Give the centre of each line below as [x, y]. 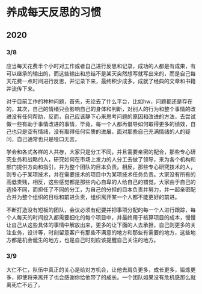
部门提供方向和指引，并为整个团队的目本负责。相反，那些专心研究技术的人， [101, 167]
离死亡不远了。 [25, 285]
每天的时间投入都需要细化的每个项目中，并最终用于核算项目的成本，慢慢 [106, 217]
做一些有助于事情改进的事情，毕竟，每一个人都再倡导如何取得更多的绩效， [98, 124]
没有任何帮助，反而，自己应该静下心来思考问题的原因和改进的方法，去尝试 [103, 116]
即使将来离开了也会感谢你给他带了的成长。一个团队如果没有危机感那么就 [106, 277]
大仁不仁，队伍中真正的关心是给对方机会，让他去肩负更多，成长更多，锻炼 [98, 270]
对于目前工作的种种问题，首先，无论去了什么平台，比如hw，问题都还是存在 [99, 101]
